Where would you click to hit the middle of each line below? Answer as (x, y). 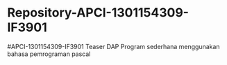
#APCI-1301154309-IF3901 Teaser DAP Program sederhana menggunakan (113, 46)
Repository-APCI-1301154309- (98, 13)
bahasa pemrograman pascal (49, 54)
